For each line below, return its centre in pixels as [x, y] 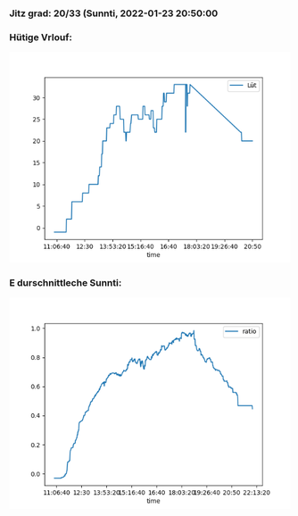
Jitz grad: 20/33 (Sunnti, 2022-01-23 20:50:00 [114, 13]
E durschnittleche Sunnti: [66, 283]
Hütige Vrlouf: [41, 37]
